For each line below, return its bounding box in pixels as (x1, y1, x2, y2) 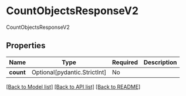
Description (143, 58, 177, 66)
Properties (6, 41, 46, 51)
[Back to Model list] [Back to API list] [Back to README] (6, 83, 141, 90)
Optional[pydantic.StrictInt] (31, 68, 107, 76)
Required (112, 58, 138, 66)
